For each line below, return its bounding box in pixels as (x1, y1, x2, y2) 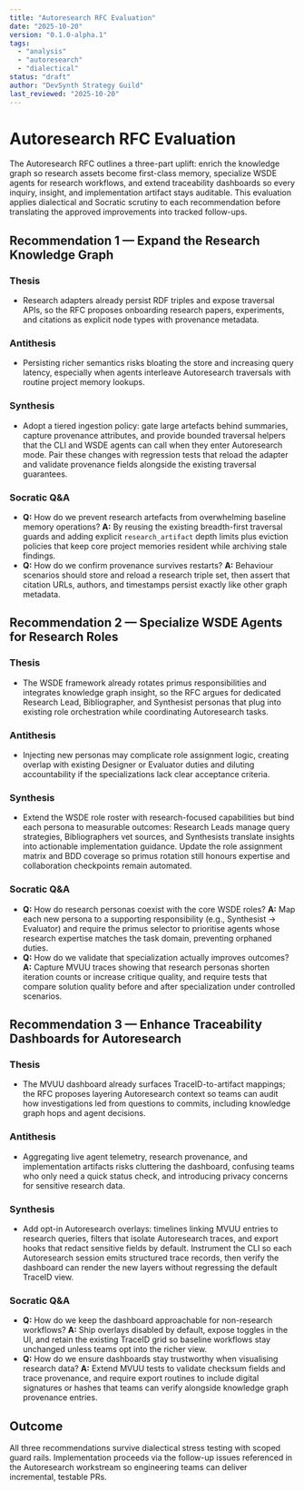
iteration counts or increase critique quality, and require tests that (22, 971, 268, 982)
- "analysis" (17, 47, 67, 56)
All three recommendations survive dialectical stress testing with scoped (9, 1442, 281, 1453)
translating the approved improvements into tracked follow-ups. (9, 206, 248, 218)
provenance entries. (22, 1392, 98, 1403)
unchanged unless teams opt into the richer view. (22, 1344, 207, 1355)
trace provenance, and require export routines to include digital (22, 1373, 260, 1384)
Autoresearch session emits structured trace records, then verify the (22, 1252, 279, 1263)
